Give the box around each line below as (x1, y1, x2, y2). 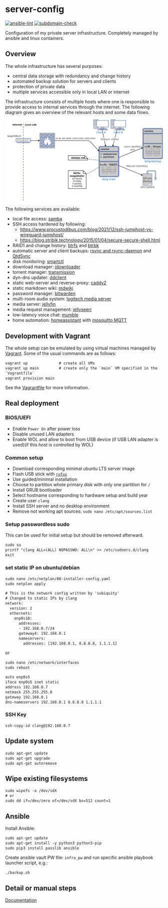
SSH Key (5, 711, 26, 718)
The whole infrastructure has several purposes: (5, 63, 103, 69)
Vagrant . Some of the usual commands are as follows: (5, 350, 116, 356)
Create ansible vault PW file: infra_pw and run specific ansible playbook (5, 855, 153, 861)
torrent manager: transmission (12, 269, 75, 275)
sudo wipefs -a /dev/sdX (5, 788, 57, 793)
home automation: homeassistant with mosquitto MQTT (12, 317, 127, 323)
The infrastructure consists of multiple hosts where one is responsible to (5, 98, 155, 104)
